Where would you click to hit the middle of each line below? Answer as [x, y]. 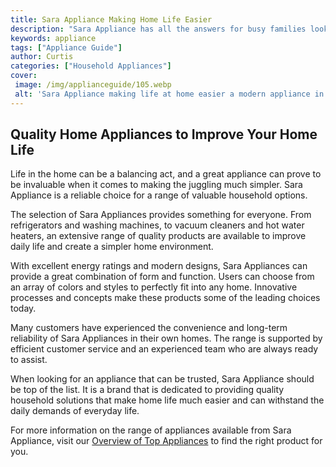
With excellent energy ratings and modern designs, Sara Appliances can [159, 266]
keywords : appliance [53, 38]
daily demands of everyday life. [75, 411]
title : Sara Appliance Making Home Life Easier [111, 19]
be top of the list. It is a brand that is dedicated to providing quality [147, 390]
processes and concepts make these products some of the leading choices [165, 298]
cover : [24, 76]
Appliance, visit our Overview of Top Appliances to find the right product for [166, 441]
